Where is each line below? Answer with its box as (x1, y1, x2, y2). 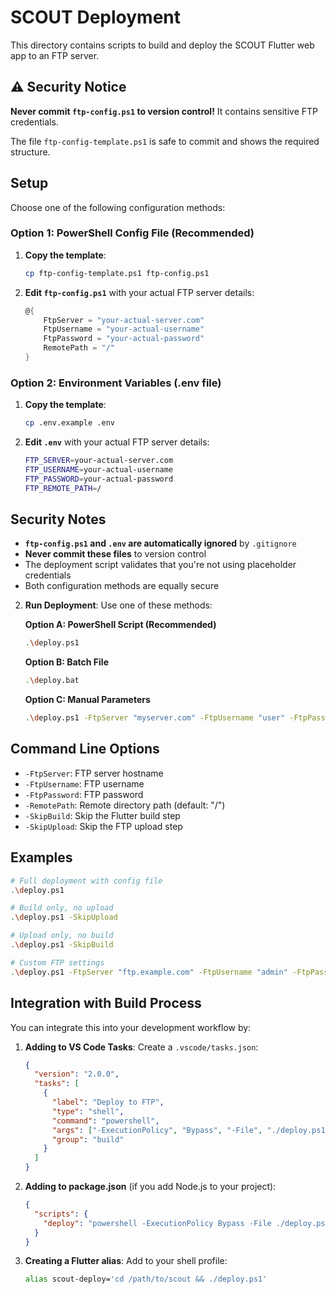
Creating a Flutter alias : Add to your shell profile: (24, 1255, 228, 1267)
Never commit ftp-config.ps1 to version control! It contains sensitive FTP (10, 105, 318, 117)
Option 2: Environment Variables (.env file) (10, 376, 222, 390)
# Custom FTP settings (10, 957, 105, 968)
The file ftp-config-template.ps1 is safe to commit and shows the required (10, 135, 320, 147)
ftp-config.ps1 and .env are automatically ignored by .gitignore (24, 537, 297, 550)
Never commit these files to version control (24, 548, 207, 560)
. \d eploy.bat (24, 676, 80, 686)
